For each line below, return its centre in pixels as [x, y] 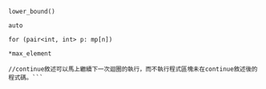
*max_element [30, 54]
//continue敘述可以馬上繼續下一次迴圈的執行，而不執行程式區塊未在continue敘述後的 [133, 69]
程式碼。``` [26, 78]
